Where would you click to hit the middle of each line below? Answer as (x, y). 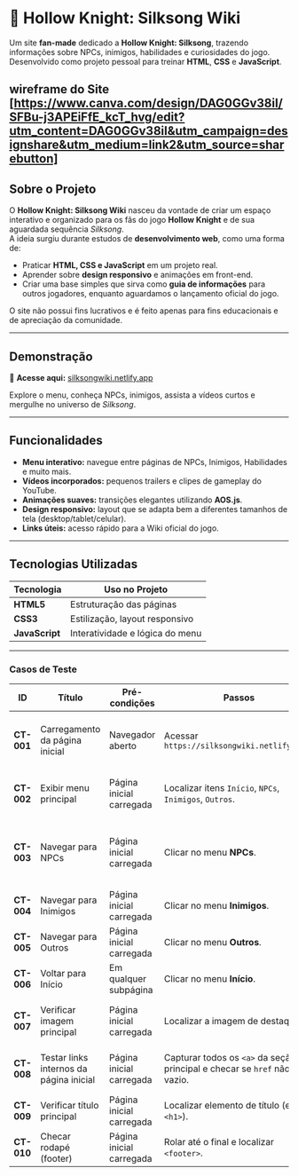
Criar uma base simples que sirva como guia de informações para (144, 284)
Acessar (181, 736)
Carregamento (71, 729)
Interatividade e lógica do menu (136, 633)
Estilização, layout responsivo (132, 619)
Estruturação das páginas (124, 604)
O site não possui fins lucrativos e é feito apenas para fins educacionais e (144, 311)
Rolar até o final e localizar (219, 1141)
